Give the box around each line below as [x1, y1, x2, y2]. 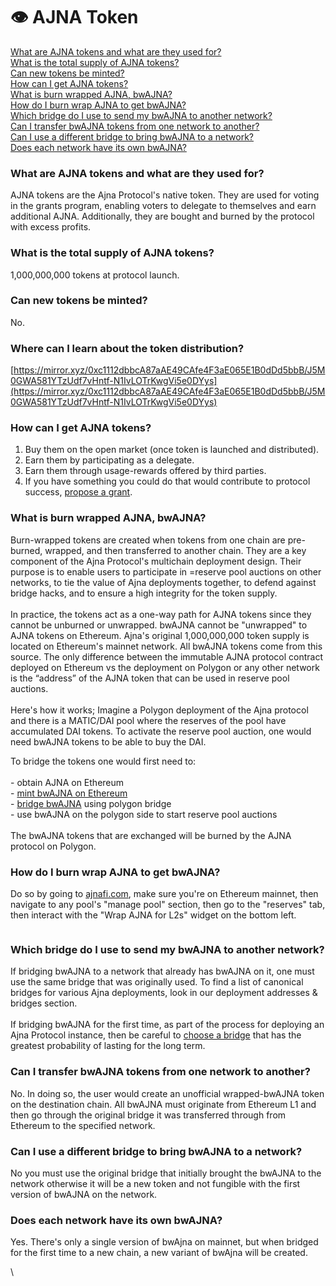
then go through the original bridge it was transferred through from [10, 1109, 287, 1121]
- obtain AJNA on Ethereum [10, 776, 125, 788]
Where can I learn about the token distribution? [10, 341, 245, 355]
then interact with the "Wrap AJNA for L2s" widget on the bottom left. [10, 909, 297, 921]
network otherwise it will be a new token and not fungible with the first [10, 1177, 301, 1189]
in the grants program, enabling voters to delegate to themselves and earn [10, 200, 317, 212]
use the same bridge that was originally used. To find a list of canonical [10, 976, 304, 988]
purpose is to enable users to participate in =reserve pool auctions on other [10, 565, 322, 578]
